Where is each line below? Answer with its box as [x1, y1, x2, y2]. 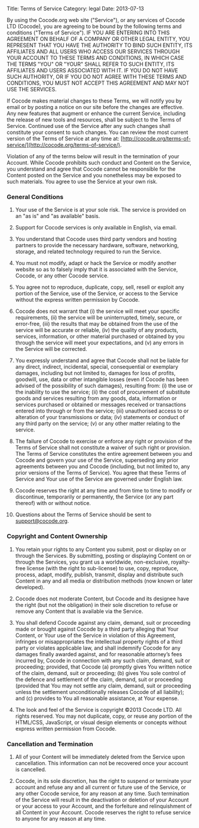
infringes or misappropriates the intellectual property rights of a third [15, 638, 182, 645]
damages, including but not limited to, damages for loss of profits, [15, 370, 176, 377]
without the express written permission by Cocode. [15, 296, 140, 303]
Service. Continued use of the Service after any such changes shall [6, 123, 171, 129]
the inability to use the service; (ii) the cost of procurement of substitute [15, 388, 191, 396]
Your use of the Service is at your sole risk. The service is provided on [15, 206, 187, 213]
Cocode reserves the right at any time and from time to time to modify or [15, 487, 193, 494]
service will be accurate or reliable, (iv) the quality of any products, [15, 327, 179, 334]
